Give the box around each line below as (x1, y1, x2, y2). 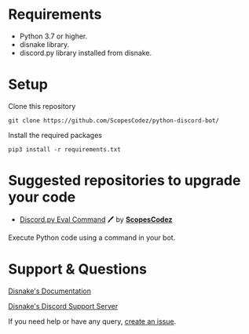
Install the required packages (8, 130, 103, 140)
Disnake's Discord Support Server (8, 301, 119, 310)
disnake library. (19, 39, 70, 49)
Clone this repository (8, 101, 76, 111)
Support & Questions (8, 260, 148, 278)
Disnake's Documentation (8, 286, 92, 296)
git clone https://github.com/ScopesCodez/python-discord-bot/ (8, 116, 220, 125)
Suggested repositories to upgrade (8, 172, 241, 190)
